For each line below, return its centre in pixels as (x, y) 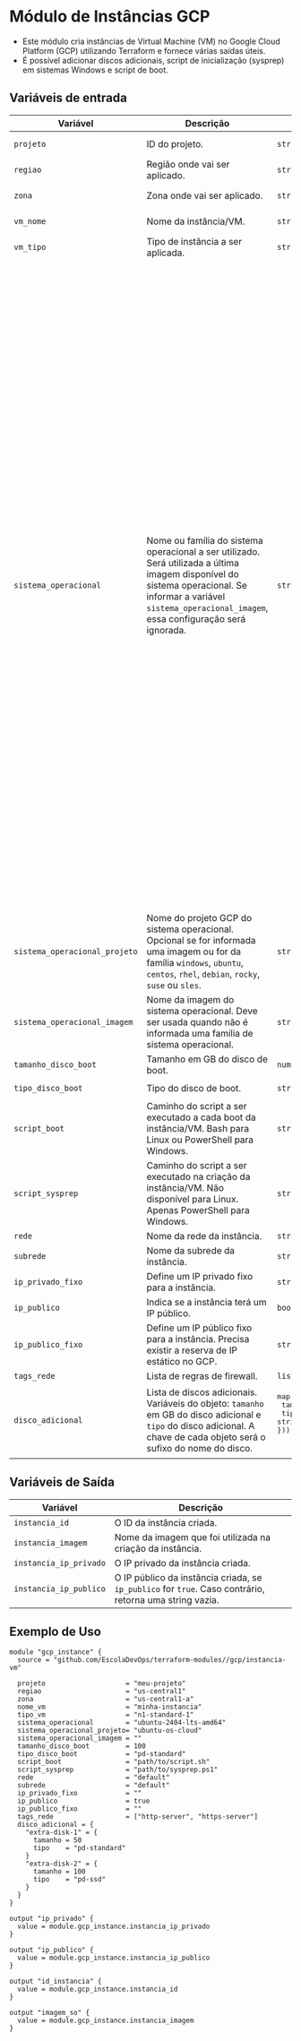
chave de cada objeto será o (206, 1437)
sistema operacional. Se (197, 585)
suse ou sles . (174, 985)
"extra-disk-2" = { (62, 1864)
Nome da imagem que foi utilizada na (193, 1537)
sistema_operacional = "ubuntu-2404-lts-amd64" (122, 1723)
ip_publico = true (84, 1801)
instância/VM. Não (185, 1187)
